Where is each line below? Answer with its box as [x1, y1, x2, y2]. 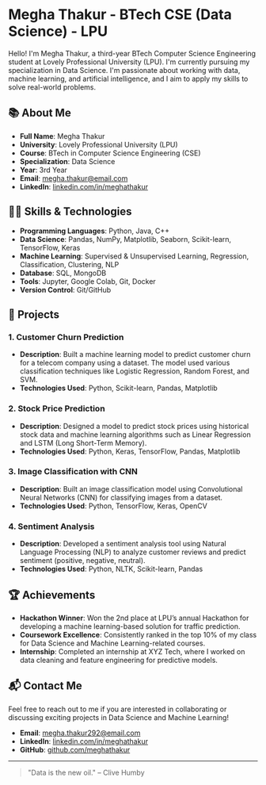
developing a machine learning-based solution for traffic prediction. [19, 621, 241, 631]
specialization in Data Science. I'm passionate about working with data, [8, 65, 241, 75]
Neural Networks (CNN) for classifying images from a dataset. [19, 492, 223, 502]
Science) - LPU [8, 22, 108, 40]
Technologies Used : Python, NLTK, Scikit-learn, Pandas [19, 565, 203, 574]
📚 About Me [8, 106, 71, 120]
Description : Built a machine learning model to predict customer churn [19, 350, 251, 359]
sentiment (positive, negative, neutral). [19, 556, 146, 565]
